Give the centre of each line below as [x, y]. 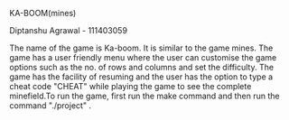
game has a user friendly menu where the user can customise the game [143, 57]
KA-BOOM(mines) [43, 13]
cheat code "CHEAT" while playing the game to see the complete [131, 86]
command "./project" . [51, 106]
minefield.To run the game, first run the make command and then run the [144, 96]
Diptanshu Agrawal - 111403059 [69, 30]
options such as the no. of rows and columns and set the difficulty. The [141, 67]
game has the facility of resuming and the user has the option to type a [141, 77]
